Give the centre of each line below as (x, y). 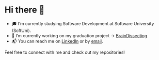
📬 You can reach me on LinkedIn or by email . (57, 41)
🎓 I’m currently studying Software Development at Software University (83, 23)
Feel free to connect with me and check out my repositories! (65, 52)
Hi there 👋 (24, 10)
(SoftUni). (21, 30)
